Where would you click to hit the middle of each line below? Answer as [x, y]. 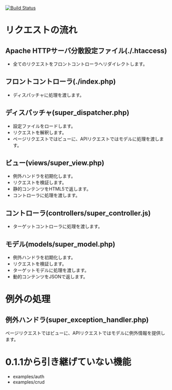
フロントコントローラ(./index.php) [61, 82]
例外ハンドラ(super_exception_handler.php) [77, 320]
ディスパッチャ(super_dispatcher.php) [67, 113]
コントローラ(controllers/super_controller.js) [78, 213]
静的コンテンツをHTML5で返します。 [52, 189]
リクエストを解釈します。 [40, 132]
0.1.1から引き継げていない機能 [68, 362]
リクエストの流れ [42, 30]
